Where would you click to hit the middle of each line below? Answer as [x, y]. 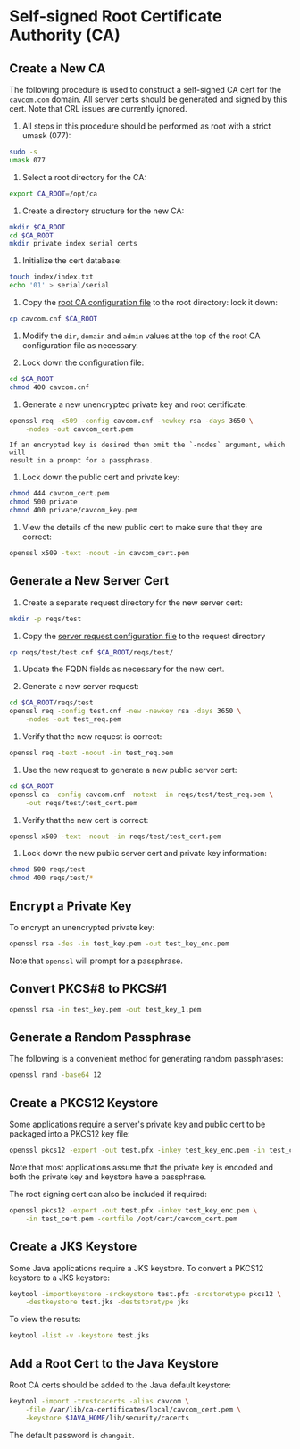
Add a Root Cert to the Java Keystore [114, 1363]
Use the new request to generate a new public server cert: [129, 770]
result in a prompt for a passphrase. [81, 461]
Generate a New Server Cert [89, 581]
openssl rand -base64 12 [55, 1075]
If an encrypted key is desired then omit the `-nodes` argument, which [147, 445]
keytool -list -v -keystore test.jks [79, 1336]
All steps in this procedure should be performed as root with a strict [146, 126]
